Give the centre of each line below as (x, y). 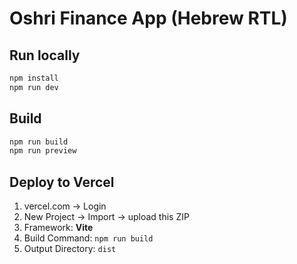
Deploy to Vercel (62, 182)
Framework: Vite (58, 228)
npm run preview (43, 151)
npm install (34, 78)
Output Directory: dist (70, 249)
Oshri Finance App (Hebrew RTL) (148, 18)
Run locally (45, 55)
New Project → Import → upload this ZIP (106, 217)
